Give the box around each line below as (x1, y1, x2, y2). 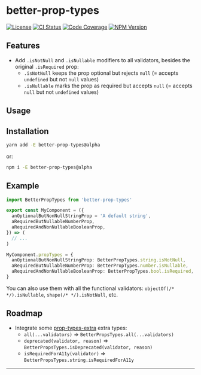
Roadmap (6, 309, 43, 319)
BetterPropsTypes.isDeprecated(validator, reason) (23, 344, 153, 350)
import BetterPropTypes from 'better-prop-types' (6, 197, 133, 203)
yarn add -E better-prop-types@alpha (6, 142, 100, 148)
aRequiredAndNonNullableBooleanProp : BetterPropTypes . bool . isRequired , (11, 269, 194, 275)
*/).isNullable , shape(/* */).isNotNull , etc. (6, 291, 118, 298)
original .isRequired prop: (14, 63, 79, 70)
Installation (6, 126, 49, 136)
